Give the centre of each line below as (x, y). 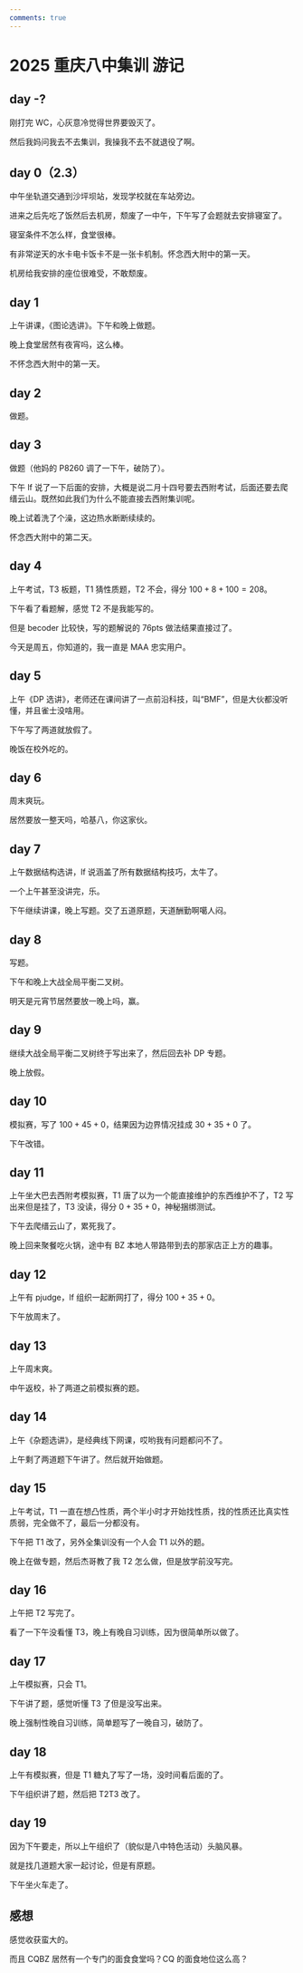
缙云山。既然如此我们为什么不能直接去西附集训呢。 (104, 498)
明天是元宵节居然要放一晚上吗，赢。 (77, 1001)
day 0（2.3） (47, 173)
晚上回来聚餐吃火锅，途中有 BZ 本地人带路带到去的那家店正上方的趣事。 (143, 1245)
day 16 (28, 1590)
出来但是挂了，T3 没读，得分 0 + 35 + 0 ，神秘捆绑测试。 (115, 1207)
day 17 (28, 1661)
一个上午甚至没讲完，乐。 (57, 891)
